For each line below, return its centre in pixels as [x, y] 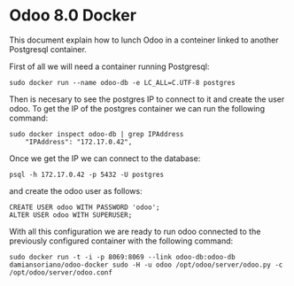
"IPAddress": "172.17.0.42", [79, 142]
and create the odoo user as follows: [76, 190]
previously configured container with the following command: [121, 241]
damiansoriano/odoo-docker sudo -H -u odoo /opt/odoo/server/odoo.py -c [146, 265]
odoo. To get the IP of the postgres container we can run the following [137, 108]
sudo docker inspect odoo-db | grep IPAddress [97, 134]
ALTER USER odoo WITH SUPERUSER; [71, 215]
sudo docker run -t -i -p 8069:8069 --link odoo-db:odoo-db [123, 257]
